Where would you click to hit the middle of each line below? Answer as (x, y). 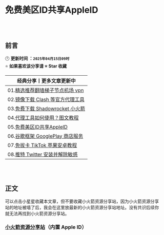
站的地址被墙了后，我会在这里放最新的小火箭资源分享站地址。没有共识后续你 (82, 207)
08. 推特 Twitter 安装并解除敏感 (43, 154)
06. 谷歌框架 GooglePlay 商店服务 (45, 136)
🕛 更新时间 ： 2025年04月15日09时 (37, 58)
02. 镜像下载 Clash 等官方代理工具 (46, 99)
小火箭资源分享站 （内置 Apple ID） (46, 227)
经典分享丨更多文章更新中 (46, 81)
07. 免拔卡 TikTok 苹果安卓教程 (42, 145)
